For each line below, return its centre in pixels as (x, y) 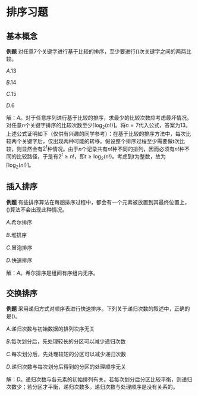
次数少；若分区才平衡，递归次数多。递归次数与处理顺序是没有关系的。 (92, 387)
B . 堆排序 (17, 235)
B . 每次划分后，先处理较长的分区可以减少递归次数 (66, 342)
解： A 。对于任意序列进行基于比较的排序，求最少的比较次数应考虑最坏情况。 (99, 118)
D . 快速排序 (19, 260)
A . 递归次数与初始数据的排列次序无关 (51, 329)
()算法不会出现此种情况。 (37, 210)
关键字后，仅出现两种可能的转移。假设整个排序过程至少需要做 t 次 (101, 141)
